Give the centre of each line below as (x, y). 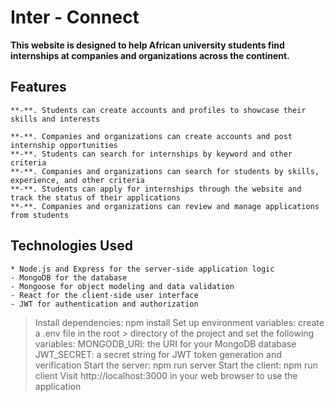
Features (38, 87)
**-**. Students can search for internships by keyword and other (151, 154)
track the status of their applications (96, 197)
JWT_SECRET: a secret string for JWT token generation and (158, 354)
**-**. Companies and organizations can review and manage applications (165, 206)
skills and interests (55, 119)
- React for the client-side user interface (104, 295)
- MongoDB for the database (69, 277)
